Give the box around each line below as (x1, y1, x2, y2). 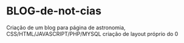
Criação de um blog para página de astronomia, (6, 24, 126, 31)
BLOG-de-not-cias (6, 4, 102, 18)
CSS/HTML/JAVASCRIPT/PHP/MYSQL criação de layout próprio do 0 (6, 30, 179, 37)
